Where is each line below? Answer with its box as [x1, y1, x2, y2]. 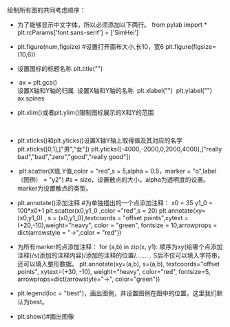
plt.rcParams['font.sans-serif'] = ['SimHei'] [17, 28, 139, 36]
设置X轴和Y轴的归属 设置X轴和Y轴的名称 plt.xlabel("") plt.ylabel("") [17, 87, 212, 94]
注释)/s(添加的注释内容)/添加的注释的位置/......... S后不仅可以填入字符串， [17, 251, 224, 260]
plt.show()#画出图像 [17, 313, 74, 320]
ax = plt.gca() [19, 78, 57, 86]
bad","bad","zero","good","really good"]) [17, 153, 131, 160]
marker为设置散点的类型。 [17, 184, 92, 192]
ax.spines [17, 94, 45, 102]
